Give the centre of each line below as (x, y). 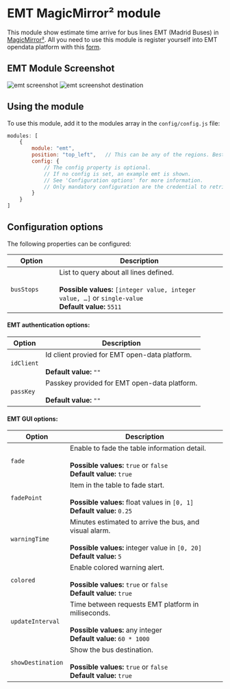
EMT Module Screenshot (61, 68)
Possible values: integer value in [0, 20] (136, 548)
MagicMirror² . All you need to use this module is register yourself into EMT (112, 39)
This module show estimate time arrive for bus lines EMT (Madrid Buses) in (113, 32)
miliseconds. (90, 613)
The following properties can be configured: (69, 244)
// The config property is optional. (98, 167)
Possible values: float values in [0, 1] (131, 502)
